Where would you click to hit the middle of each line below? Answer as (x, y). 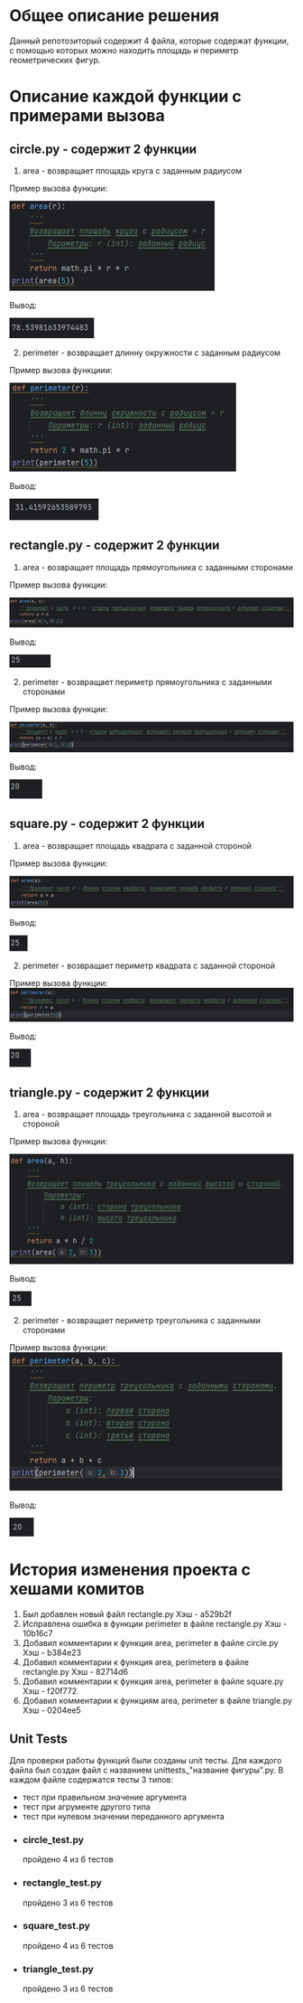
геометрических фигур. (55, 60)
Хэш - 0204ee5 (51, 1710)
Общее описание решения (114, 16)
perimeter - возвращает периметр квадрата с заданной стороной (148, 966)
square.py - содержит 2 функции (107, 824)
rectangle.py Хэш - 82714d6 (75, 1672)
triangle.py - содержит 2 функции (109, 1092)
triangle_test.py (58, 1969)
